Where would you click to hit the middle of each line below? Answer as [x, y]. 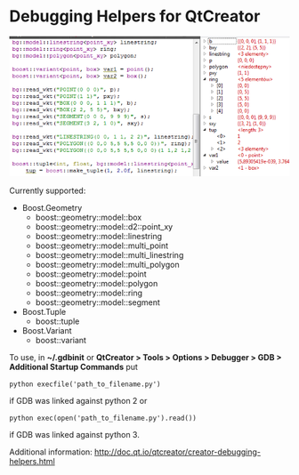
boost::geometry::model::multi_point [102, 246]
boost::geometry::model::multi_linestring [109, 254]
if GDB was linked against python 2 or [78, 400]
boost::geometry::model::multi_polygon [107, 264]
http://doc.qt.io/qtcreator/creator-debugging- [178, 452]
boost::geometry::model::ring [89, 293]
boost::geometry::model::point [91, 274]
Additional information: [51, 452]
